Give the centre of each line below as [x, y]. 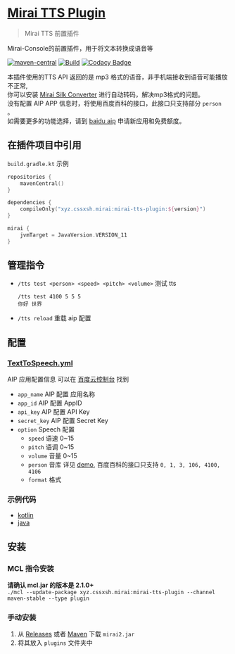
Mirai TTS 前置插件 [52, 33]
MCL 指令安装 [31, 568]
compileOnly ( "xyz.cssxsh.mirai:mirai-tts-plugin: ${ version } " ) [113, 209]
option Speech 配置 [46, 429]
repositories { [30, 177]
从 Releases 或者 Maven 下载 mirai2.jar [76, 634]
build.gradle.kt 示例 [38, 163]
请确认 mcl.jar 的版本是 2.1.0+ [51, 585]
